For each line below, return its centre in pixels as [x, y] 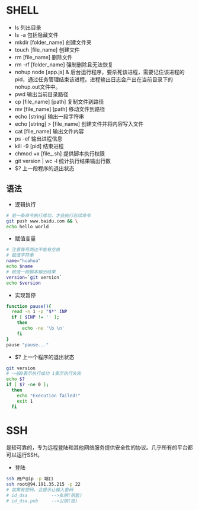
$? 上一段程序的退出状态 [44, 168]
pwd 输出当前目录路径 [41, 94]
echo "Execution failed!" [49, 396]
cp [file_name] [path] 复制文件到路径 [59, 101]
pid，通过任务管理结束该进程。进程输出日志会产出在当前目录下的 [94, 79]
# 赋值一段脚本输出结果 [31, 272]
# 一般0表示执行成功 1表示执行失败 [44, 374]
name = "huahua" [24, 261]
